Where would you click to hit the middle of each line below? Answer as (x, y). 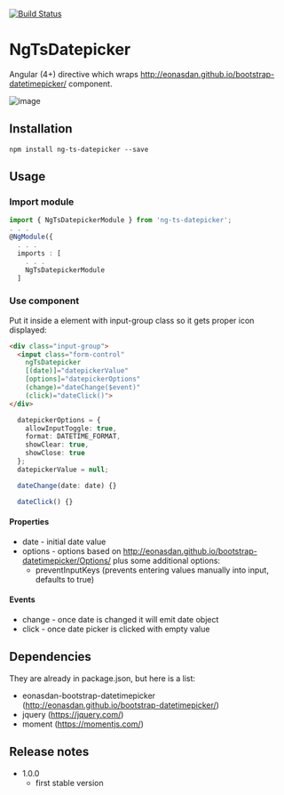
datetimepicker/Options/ (66, 560)
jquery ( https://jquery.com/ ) (73, 714)
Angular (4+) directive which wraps (74, 74)
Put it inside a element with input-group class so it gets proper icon (132, 320)
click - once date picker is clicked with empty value (116, 629)
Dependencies (50, 657)
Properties (29, 522)
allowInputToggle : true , (71, 428)
